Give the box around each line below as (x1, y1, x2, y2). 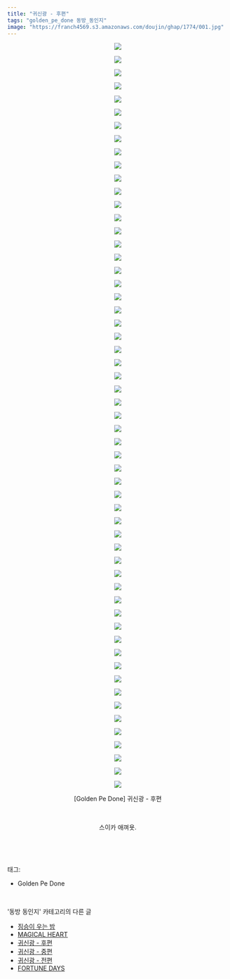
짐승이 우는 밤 (17, 922, 55, 931)
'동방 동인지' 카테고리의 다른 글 (7, 907, 92, 916)
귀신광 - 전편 (17, 957, 53, 965)
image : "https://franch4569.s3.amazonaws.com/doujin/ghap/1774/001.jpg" (7, 23, 224, 30)
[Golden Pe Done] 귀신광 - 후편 (74, 795, 162, 803)
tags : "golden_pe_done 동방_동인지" (7, 17, 107, 24)
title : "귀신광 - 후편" (7, 10, 69, 18)
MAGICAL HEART (17, 931, 68, 939)
